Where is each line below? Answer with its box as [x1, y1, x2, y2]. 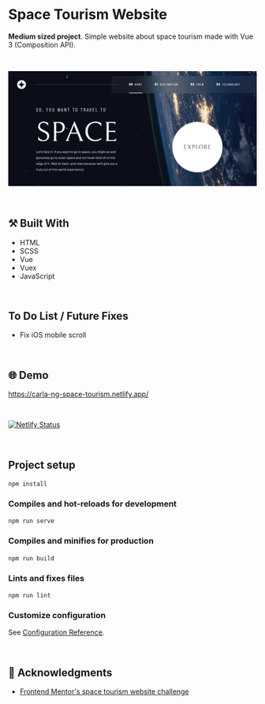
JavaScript [19, 271, 55, 281]
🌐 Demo [8, 369, 49, 382]
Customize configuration [8, 609, 106, 620]
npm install [8, 480, 47, 488]
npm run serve [8, 517, 55, 526]
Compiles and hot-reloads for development [8, 498, 177, 509]
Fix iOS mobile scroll [19, 330, 87, 340]
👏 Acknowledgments [8, 665, 113, 680]
